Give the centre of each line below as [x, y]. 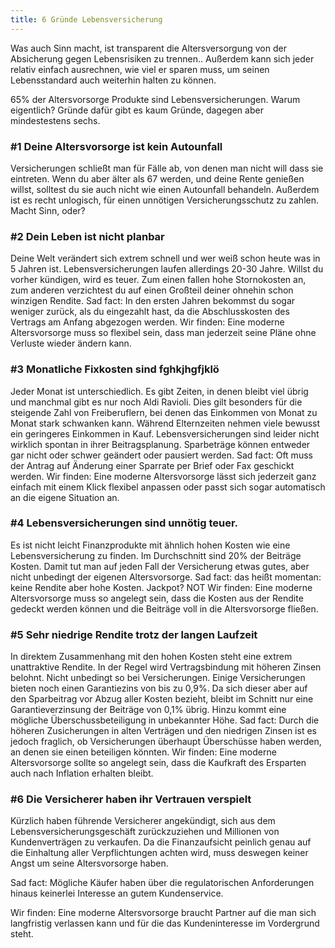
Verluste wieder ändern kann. [71, 343]
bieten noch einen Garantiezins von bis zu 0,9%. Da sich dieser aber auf [159, 688]
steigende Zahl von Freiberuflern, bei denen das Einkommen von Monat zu [164, 412]
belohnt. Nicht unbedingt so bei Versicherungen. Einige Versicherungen [158, 678]
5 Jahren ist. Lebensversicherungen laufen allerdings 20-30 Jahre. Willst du [167, 269]
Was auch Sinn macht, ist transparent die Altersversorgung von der [148, 48]
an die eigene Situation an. [65, 497]
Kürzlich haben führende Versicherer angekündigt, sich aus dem [143, 821]
